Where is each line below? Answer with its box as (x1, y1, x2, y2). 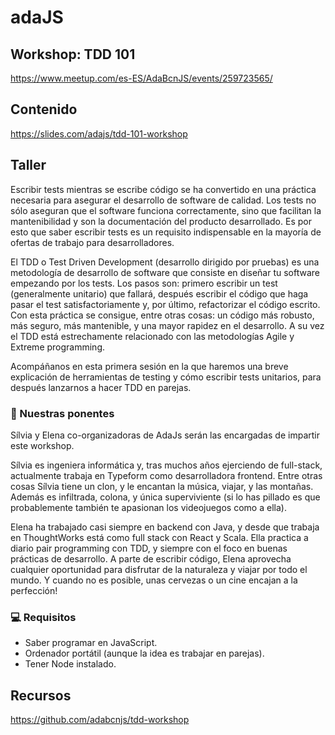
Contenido (10, 101, 78, 118)
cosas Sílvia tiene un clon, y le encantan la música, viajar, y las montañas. (10, 480, 314, 492)
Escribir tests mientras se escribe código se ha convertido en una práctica (10, 183, 317, 195)
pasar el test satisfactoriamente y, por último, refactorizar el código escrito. (10, 298, 321, 310)
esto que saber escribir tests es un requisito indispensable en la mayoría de (10, 226, 322, 238)
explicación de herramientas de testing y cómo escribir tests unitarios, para (10, 371, 322, 383)
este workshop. (10, 439, 75, 451)
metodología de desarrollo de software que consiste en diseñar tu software (10, 266, 321, 278)
